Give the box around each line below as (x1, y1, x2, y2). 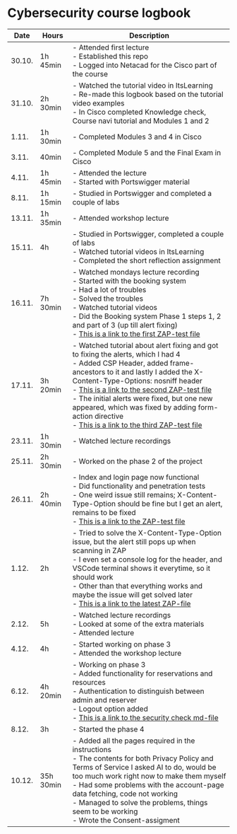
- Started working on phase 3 (72, 639, 171, 649)
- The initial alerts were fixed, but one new (72, 393, 213, 403)
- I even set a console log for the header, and (72, 554, 222, 564)
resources (72, 677, 106, 687)
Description (129, 30, 169, 40)
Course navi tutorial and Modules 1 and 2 (72, 115, 209, 125)
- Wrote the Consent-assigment (72, 815, 180, 825)
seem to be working (72, 806, 138, 816)
